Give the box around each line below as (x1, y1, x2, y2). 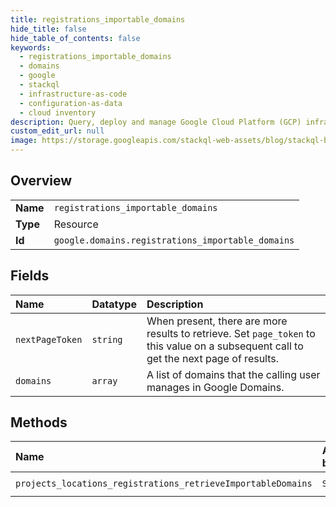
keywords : (10, 42, 52, 53)
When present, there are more (146, 314, 288, 328)
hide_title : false (10, 24, 87, 34)
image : (10, 136, 38, 146)
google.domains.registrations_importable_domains (53, 234, 295, 246)
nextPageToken (15, 334, 83, 345)
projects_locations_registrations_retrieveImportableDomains (15, 478, 313, 490)
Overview (10, 172, 73, 190)
